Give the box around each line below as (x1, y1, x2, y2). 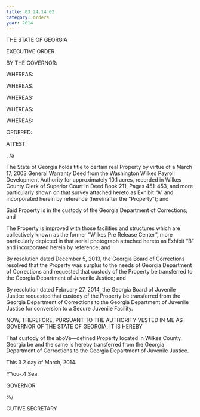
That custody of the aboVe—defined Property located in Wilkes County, (6, 335, 183, 342)
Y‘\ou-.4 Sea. (6, 370, 39, 378)
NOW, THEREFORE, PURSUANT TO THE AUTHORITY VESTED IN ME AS (6, 317, 183, 324)
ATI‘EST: (6, 140, 27, 148)
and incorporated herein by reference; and (6, 244, 111, 251)
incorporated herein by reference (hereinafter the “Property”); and (6, 195, 169, 203)
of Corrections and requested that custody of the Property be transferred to (6, 268, 193, 275)
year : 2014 (6, 20, 33, 26)
